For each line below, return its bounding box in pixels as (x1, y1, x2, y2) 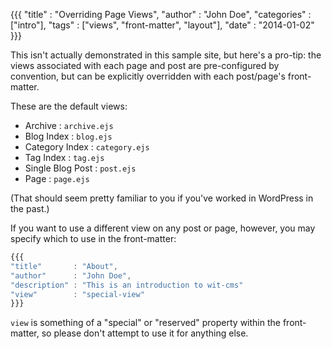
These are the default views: (10, 100, 128, 112)
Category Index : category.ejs (24, 141, 150, 153)
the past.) (10, 203, 50, 214)
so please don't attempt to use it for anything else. (41, 327, 249, 339)
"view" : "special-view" (10, 289, 145, 299)
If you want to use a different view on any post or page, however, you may (10, 222, 316, 234)
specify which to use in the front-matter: (10, 233, 177, 244)
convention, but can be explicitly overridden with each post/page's (10, 70, 286, 82)
